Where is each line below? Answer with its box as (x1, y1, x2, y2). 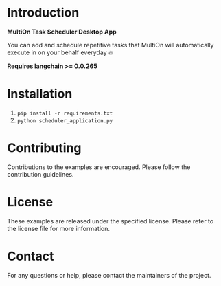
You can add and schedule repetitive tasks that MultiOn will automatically (7, 41, 214, 49)
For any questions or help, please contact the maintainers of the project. (7, 271, 211, 279)
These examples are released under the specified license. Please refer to (7, 217, 214, 225)
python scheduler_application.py (16, 117, 113, 124)
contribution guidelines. (7, 170, 74, 178)
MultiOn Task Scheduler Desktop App (7, 27, 117, 36)
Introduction (7, 5, 80, 21)
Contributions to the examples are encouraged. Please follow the (7, 163, 191, 171)
